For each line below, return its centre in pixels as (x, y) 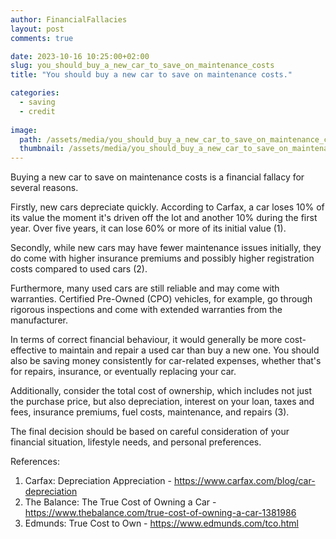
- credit (37, 111)
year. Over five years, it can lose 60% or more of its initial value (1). (148, 228)
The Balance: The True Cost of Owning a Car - (120, 502)
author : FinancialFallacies (69, 19)
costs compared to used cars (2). (79, 269)
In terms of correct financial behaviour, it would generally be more (146, 340)
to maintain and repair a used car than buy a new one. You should (184, 350)
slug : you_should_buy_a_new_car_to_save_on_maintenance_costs (142, 66)
